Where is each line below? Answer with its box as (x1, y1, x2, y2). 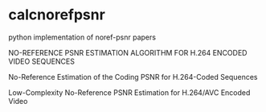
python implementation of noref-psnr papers (8, 32, 157, 42)
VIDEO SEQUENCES (8, 56, 75, 66)
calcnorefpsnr (8, 6, 106, 24)
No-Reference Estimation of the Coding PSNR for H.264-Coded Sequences (8, 72, 258, 81)
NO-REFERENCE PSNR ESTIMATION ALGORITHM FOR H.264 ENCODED (8, 48, 248, 57)
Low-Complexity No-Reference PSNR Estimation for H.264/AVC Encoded (8, 87, 251, 97)
